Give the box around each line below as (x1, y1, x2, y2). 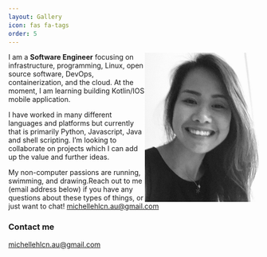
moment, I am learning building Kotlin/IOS (8, 86, 145, 95)
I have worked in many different (8, 110, 112, 119)
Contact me (8, 221, 55, 232)
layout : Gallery (8, 13, 62, 21)
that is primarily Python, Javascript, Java (8, 127, 142, 137)
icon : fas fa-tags (8, 21, 69, 29)
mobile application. (8, 95, 71, 104)
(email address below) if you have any (8, 185, 133, 194)
